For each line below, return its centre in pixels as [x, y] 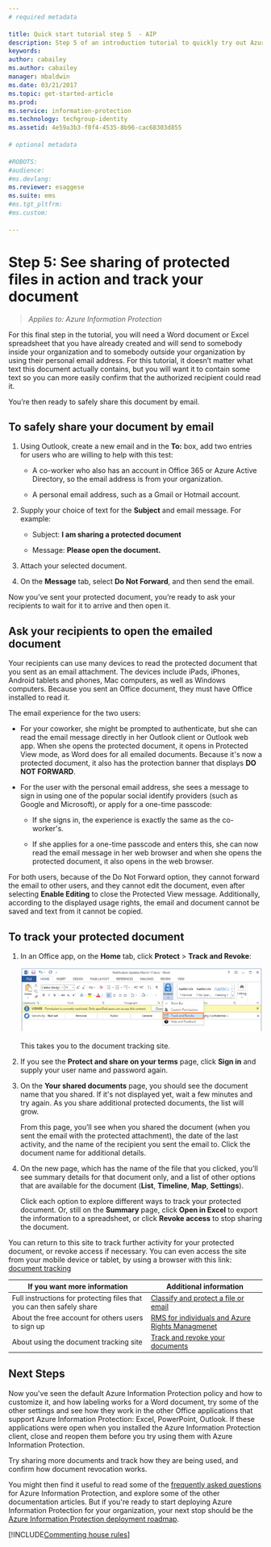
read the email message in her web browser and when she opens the [147, 853]
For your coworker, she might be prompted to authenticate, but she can [139, 729]
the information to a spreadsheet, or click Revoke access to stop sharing [141, 1219]
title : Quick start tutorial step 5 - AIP [83, 34]
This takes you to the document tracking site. [95, 1046]
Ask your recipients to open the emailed [110, 631]
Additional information [205, 1286]
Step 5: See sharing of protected [119, 262]
